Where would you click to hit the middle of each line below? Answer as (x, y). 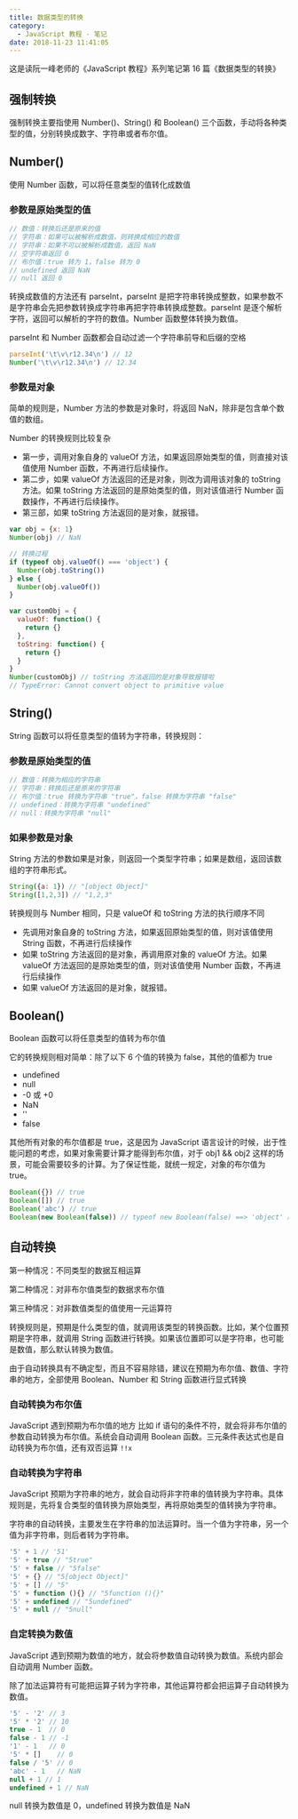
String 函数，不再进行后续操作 (77, 942)
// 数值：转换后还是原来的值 (55, 229)
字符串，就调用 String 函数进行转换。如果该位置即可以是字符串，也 (146, 1338)
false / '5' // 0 (41, 1763)
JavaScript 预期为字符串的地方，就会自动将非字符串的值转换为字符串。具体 (146, 1494)
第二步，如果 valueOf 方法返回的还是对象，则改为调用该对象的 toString (151, 479)
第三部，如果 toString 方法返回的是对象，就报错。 (113, 513)
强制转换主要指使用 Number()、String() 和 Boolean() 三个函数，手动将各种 (144, 123)
